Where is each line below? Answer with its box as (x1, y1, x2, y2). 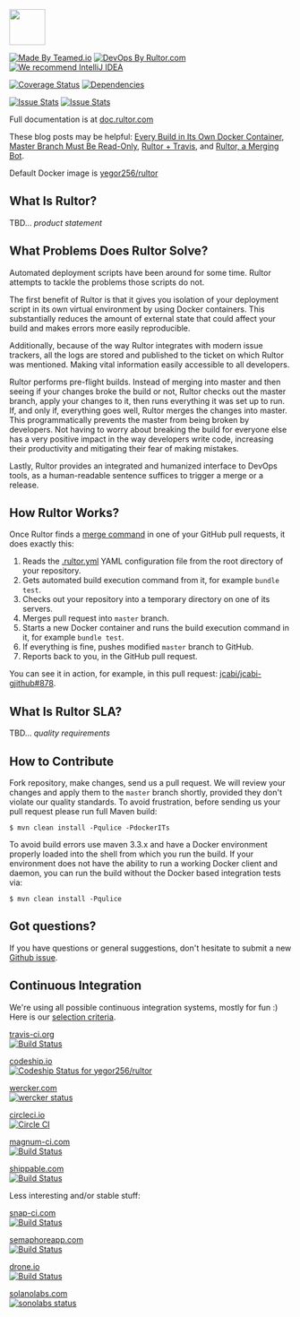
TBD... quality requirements (9, 727, 110, 738)
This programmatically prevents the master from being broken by (9, 414, 249, 425)
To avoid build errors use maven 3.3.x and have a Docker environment (9, 839, 269, 850)
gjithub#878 (9, 678, 54, 689)
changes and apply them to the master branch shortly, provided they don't (9, 788, 283, 798)
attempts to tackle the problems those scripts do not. (9, 277, 205, 288)
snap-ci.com (9, 1207, 56, 1218)
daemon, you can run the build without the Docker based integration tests (9, 868, 281, 879)
